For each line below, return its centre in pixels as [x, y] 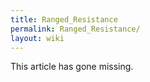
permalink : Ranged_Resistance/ [75, 29]
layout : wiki [37, 38]
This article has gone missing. [72, 67]
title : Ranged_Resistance [64, 19]
